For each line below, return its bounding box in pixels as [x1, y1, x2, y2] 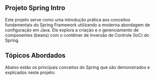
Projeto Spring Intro [5, 4, 65, 12]
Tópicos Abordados [5, 51, 66, 60]
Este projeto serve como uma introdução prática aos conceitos [5, 16, 131, 22]
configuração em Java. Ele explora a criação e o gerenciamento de [5, 27, 139, 33]
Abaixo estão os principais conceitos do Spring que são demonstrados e [5, 64, 150, 70]
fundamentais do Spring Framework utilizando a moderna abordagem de [5, 22, 150, 28]
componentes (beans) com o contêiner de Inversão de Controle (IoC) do [5, 32, 149, 38]
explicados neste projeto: [5, 69, 56, 75]
